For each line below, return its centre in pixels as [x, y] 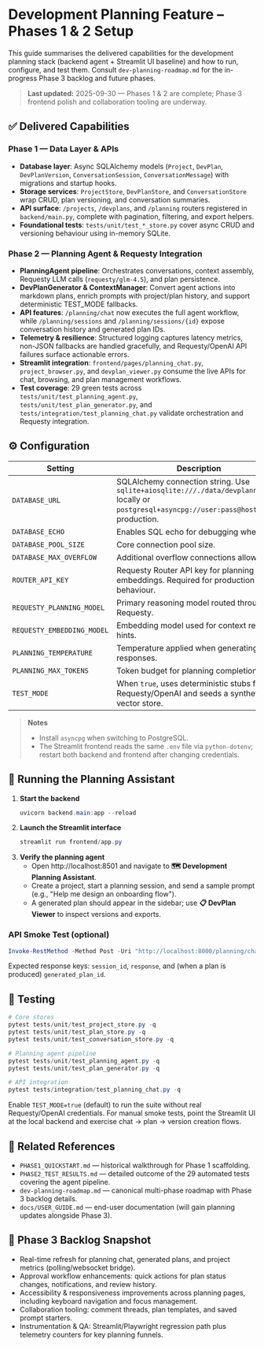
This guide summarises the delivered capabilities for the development [121, 53]
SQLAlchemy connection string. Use [183, 481]
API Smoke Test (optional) [59, 935]
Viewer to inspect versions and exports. [96, 915]
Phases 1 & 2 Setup [71, 31]
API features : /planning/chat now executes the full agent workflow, [129, 312]
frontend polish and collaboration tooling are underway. [117, 102]
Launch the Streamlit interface [70, 828]
